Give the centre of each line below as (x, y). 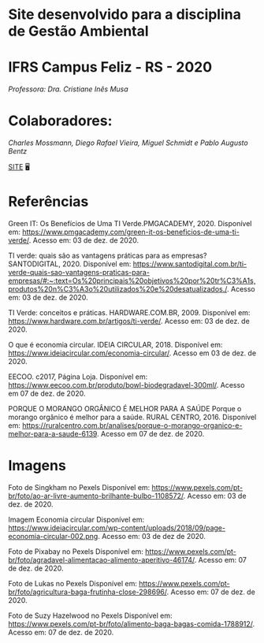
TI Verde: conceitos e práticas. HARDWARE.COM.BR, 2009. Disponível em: (129, 312)
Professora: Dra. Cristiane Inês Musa (68, 89)
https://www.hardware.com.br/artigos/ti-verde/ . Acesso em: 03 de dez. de (129, 321)
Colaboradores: (60, 121)
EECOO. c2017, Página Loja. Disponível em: (78, 377)
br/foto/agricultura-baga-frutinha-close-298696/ (87, 592)
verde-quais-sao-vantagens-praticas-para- (79, 272)
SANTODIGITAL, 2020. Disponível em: (70, 264)
